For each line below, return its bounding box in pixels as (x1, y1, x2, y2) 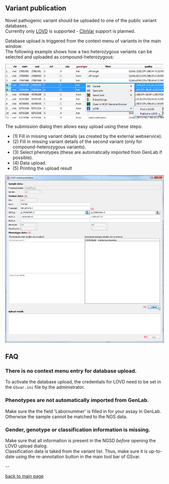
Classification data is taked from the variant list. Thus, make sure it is (5, 448, 148, 454)
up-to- (148, 448, 162, 454)
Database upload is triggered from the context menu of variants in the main (5, 38, 161, 44)
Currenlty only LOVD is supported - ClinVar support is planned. (5, 28, 136, 34)
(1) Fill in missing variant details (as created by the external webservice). (12, 133, 162, 139)
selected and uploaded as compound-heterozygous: (5, 54, 114, 60)
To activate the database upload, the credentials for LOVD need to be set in (5, 379, 161, 385)
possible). (12, 154, 34, 160)
